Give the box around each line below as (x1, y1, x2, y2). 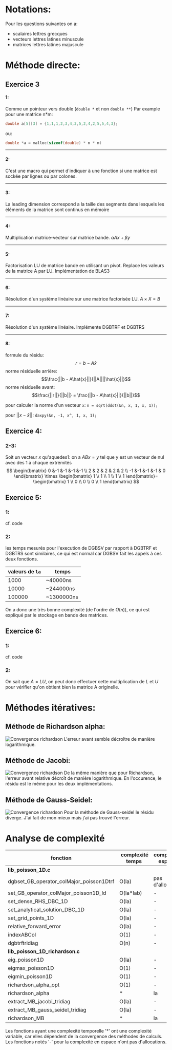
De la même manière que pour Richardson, (63, 770, 155, 776)
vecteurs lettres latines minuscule (12, 36, 84, 42)
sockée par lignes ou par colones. (5, 173, 77, 179)
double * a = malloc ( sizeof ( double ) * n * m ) (5, 140, 102, 145)
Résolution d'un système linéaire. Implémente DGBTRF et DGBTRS (5, 324, 145, 330)
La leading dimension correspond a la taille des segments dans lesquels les (5, 201, 165, 207)
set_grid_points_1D (8, 914, 54, 922)
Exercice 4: (5, 427, 42, 436)
